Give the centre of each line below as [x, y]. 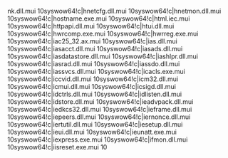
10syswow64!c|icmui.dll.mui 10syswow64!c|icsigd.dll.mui [92, 86]
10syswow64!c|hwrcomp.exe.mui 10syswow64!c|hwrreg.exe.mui [103, 33]
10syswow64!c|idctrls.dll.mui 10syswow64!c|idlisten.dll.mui [95, 94]
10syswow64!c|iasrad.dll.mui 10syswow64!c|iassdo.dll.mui [94, 64]
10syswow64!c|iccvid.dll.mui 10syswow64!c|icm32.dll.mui [93, 79]
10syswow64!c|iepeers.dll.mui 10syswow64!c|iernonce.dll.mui [99, 117]
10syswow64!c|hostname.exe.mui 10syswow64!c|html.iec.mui [99, 19]
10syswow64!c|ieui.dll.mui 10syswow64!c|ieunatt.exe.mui [92, 132]
